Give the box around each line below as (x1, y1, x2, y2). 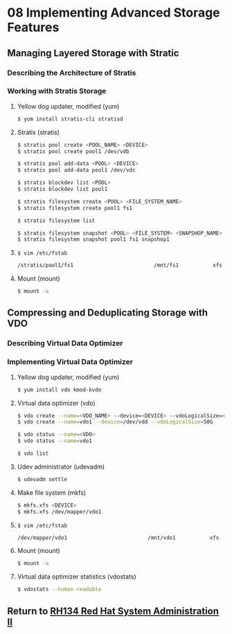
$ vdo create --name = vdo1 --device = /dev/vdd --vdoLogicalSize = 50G (17, 419, 213, 426)
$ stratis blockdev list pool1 (17, 185, 108, 193)
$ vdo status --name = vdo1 (17, 437, 92, 444)
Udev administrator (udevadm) (17, 462, 105, 471)
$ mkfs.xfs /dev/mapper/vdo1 (17, 508, 102, 515)
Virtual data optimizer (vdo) (17, 399, 96, 407)
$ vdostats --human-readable (17, 586, 102, 593)
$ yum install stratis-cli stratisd (17, 116, 123, 123)
